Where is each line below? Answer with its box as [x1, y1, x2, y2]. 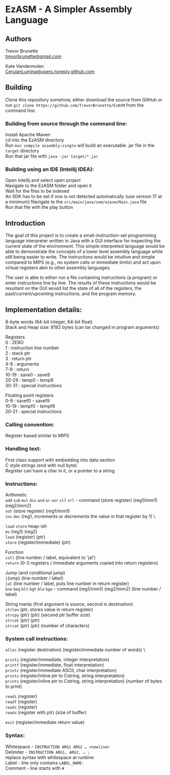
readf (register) [5, 698, 38, 705]
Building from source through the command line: [5, 120, 128, 127]
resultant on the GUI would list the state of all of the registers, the [5, 285, 142, 291]
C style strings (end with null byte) [5, 462, 77, 468]
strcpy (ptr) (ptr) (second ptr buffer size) [5, 612, 90, 618]
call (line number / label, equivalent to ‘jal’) [5, 554, 96, 561]
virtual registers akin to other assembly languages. [5, 265, 111, 271]
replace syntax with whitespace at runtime [5, 754, 94, 760]
